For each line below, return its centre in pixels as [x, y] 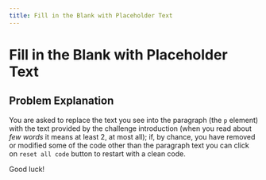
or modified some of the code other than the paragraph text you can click [129, 145]
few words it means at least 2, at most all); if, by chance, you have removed [132, 136]
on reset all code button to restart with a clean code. [97, 153]
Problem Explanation [62, 101]
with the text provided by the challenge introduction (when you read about [131, 128]
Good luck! [27, 169]
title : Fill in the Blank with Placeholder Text [91, 15]
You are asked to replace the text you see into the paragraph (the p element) [134, 120]
